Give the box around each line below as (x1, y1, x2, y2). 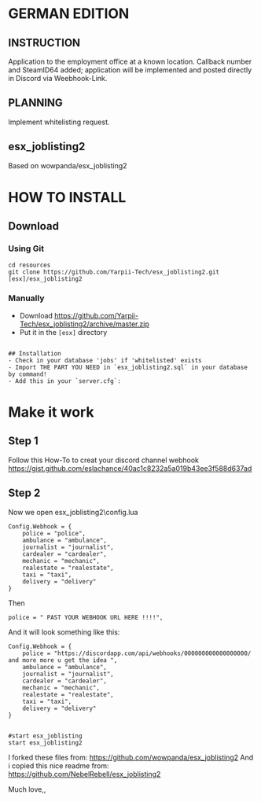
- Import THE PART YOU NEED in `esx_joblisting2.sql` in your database (8, 363, 248, 371)
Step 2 (8, 487, 41, 500)
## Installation (8, 349, 61, 358)
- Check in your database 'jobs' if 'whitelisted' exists (8, 356, 202, 364)
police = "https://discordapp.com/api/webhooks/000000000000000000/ (22, 649, 252, 657)
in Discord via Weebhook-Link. (8, 74, 108, 83)
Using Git (8, 243, 45, 254)
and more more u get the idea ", (8, 656, 118, 664)
